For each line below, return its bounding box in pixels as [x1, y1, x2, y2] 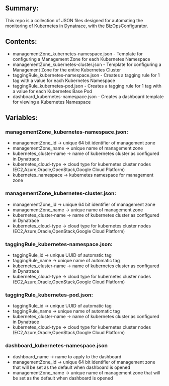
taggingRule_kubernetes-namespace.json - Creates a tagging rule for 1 [12, 72, 160, 78]
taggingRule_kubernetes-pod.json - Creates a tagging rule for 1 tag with [12, 83, 162, 89]
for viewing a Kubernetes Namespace [12, 99, 91, 105]
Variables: [5, 113, 38, 122]
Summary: [5, 4, 39, 13]
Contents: [5, 37, 37, 46]
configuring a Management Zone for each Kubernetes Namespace [12, 56, 150, 62]
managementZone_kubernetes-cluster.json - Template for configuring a [12, 61, 162, 67]
